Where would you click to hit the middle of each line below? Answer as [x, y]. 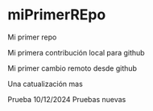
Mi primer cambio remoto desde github [72, 68]
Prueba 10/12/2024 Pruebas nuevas [67, 99]
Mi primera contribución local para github [76, 52]
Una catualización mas [45, 84]
